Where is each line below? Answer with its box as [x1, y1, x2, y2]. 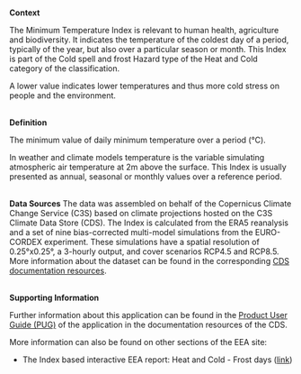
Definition [9, 117, 48, 128]
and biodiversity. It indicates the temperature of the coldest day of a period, [9, 34, 289, 45]
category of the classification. [9, 63, 120, 74]
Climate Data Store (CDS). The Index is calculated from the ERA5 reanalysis [9, 217, 289, 228]
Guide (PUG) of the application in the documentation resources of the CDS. [9, 319, 288, 330]
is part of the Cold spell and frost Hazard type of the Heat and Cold [9, 53, 258, 64]
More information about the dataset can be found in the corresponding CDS [9, 256, 290, 266]
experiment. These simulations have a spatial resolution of [43, 237, 261, 247]
